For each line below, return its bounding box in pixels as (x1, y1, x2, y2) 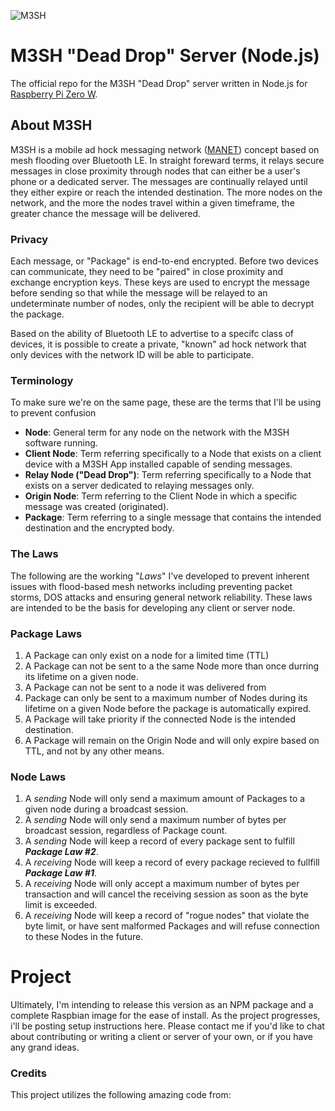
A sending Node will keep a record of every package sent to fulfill (24, 835, 295, 847)
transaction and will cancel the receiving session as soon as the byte (24, 888, 309, 900)
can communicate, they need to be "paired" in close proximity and (10, 266, 284, 278)
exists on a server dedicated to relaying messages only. (24, 480, 255, 492)
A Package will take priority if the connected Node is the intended (24, 713, 297, 725)
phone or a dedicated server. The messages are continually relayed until (10, 175, 308, 187)
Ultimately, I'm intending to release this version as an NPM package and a (10, 999, 314, 1011)
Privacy (10, 232, 49, 246)
